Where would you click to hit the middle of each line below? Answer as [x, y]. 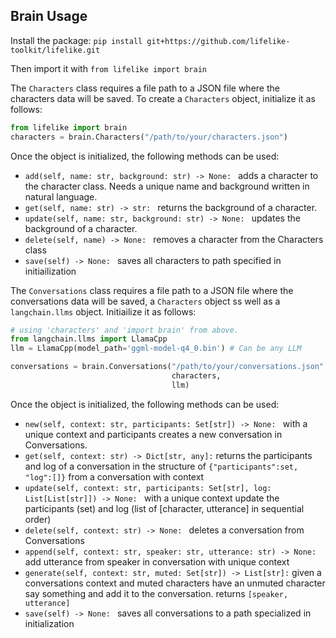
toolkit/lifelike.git [55, 50]
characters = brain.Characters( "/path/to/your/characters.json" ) [149, 137]
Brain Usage [49, 16]
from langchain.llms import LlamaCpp [89, 339]
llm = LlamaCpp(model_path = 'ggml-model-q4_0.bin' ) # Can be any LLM [156, 349]
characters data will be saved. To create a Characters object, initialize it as [163, 98]
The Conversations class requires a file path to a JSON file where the [152, 290]
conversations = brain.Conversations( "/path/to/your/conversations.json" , [169, 367]
